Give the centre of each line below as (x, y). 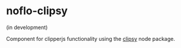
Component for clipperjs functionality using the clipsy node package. (91, 39)
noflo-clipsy (37, 11)
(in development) (27, 27)
